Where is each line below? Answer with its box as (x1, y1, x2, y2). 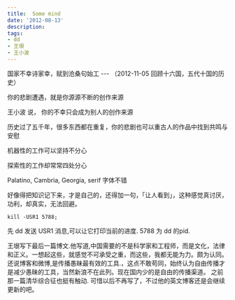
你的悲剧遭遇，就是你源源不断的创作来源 (7, 92, 124, 101)
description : (7, 23, 45, 30)
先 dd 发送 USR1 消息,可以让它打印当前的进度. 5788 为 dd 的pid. (7, 227, 190, 235)
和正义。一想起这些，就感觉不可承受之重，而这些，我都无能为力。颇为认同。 (7, 250, 228, 259)
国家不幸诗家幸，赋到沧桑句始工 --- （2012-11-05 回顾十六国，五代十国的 (7, 69, 219, 78)
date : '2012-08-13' (7, 17, 64, 24)
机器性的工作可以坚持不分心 (7, 146, 87, 155)
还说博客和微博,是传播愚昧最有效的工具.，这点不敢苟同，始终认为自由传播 (7, 259, 220, 267)
